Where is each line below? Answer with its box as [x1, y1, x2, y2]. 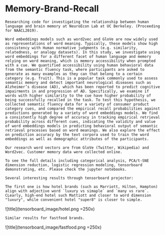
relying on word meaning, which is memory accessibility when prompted [5, 58, 156, 63]
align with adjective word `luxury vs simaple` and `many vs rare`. [5, 188, 149, 193]
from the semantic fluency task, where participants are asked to [5, 67, 145, 72]
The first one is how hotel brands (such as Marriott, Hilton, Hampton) [5, 184, 158, 189]
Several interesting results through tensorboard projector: [5, 176, 134, 180]
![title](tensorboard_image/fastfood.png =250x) [5, 224, 102, 230]
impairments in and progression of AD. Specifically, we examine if [5, 89, 149, 94]
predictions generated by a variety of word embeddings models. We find [5, 110, 158, 116]
